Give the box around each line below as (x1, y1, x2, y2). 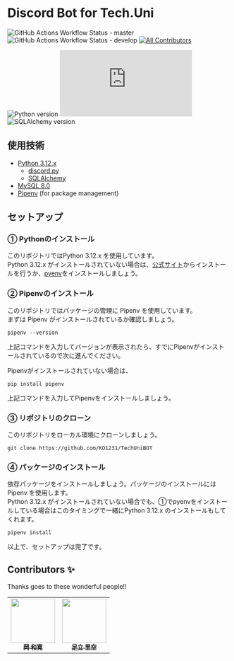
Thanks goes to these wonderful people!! (7, 582, 127, 591)
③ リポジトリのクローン (7, 413, 92, 423)
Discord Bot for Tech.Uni (7, 5, 154, 21)
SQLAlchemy (27, 173, 66, 182)
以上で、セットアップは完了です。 (7, 543, 106, 551)
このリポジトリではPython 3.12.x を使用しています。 (7, 251, 159, 260)
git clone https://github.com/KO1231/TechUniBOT (7, 444, 153, 452)
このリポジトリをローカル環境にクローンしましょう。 (7, 430, 161, 439)
